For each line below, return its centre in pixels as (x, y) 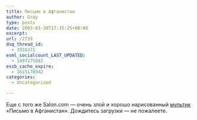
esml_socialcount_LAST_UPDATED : (46, 55)
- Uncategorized (31, 83)
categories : (21, 77)
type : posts (21, 22)
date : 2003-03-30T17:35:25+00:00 (47, 28)
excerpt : (17, 34)
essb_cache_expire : (30, 66)
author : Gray (22, 17)
